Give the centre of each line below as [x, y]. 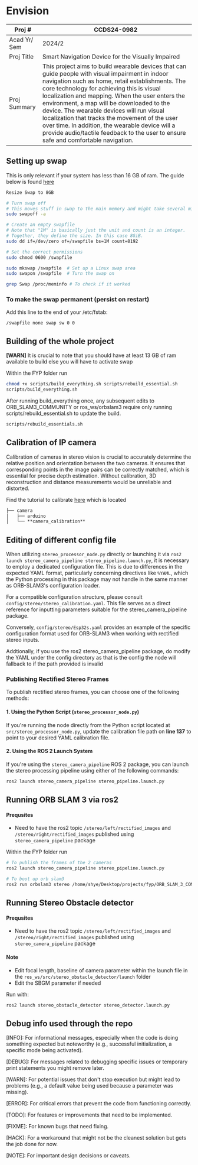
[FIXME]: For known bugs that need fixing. [57, 1127]
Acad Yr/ [21, 40]
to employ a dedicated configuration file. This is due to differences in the [94, 567]
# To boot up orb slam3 [35, 879]
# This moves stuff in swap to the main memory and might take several [96, 209]
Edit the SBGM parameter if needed [58, 983]
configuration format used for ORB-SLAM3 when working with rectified [93, 634]
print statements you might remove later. [55, 1068]
